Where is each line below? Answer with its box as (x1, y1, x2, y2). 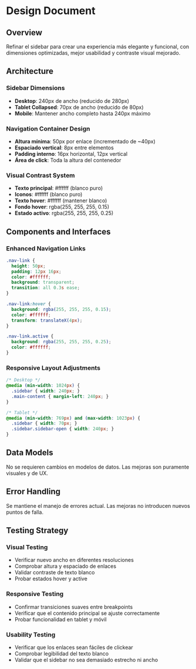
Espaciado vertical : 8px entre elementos (14, 144, 114, 151)
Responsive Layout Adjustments (6, 363, 101, 372)
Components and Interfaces (6, 226, 111, 236)
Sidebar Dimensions (6, 84, 65, 92)
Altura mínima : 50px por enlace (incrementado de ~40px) (14, 138, 156, 145)
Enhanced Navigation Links (6, 244, 86, 252)
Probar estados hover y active (14, 575, 88, 583)
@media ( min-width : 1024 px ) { (6, 383, 80, 389)
